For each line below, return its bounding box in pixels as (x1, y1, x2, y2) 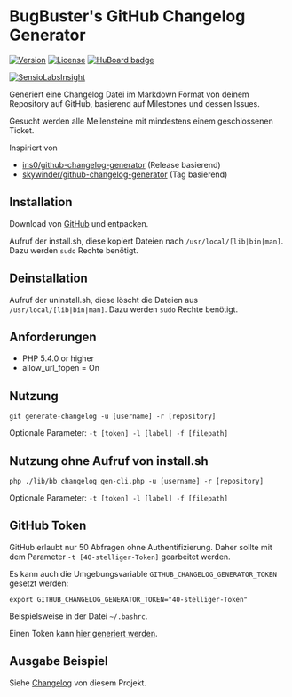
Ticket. (9, 124, 35, 135)
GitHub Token (9, 518, 87, 533)
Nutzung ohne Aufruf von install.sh (9, 453, 209, 469)
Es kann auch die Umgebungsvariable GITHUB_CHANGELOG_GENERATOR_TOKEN (9, 568, 278, 579)
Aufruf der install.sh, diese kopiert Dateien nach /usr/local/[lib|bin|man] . (9, 236, 284, 246)
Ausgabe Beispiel (9, 653, 108, 669)
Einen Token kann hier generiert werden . (9, 628, 158, 638)
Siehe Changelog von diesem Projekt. (9, 677, 146, 688)
